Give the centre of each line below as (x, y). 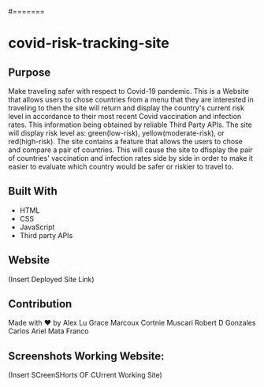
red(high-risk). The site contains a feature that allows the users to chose (125, 141)
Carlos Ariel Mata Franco (48, 331)
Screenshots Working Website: (86, 356)
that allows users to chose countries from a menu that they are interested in (131, 99)
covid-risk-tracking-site (89, 43)
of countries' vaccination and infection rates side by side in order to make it (131, 158)
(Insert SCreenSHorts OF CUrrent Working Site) (86, 375)
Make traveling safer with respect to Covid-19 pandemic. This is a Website (129, 91)
